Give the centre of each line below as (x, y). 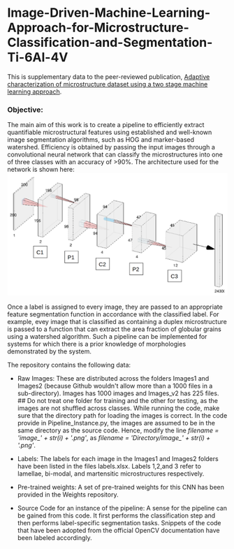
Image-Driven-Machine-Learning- (109, 13)
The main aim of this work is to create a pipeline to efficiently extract (106, 125)
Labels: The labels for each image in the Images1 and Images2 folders (118, 459)
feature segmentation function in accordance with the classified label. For (113, 314)
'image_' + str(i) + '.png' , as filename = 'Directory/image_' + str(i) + (114, 438)
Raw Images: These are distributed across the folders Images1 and (113, 379)
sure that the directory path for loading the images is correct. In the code (122, 416)
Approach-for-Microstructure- (98, 28)
